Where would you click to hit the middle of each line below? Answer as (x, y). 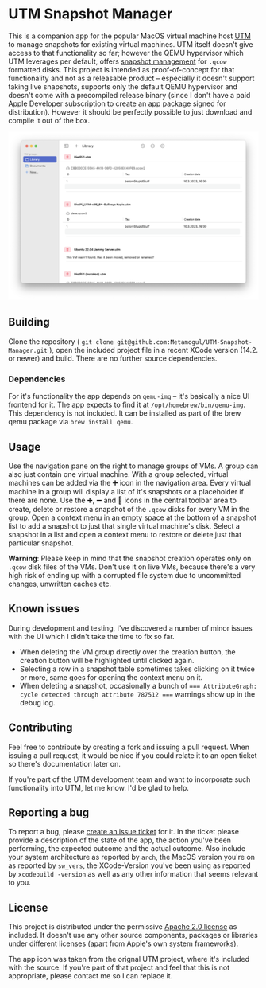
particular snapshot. (41, 543)
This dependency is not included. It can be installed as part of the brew (125, 413)
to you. (20, 883)
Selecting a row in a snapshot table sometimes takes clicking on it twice (137, 669)
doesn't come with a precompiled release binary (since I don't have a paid (129, 95)
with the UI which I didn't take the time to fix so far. (91, 636)
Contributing (40, 728)
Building (29, 322)
